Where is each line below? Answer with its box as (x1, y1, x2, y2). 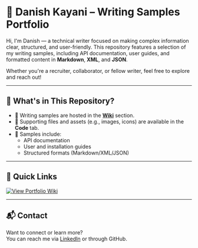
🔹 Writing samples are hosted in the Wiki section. (14, 112, 134, 119)
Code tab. (14, 124, 39, 131)
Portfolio (6, 18, 49, 31)
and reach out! (6, 73, 42, 81)
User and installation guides (23, 143, 91, 150)
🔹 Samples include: (14, 130, 62, 138)
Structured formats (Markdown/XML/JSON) (23, 149, 130, 156)
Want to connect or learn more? (6, 229, 83, 236)
